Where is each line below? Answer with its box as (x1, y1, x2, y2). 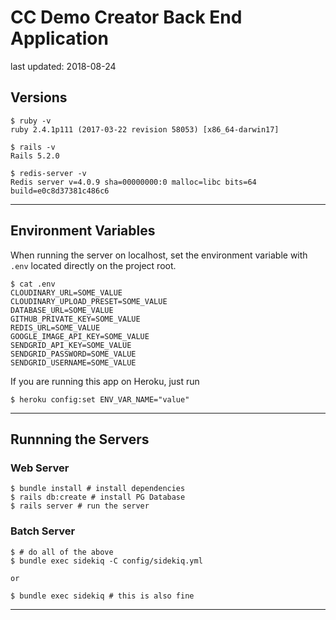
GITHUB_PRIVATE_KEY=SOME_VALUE (10, 314, 141, 324)
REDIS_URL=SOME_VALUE (10, 322, 101, 333)
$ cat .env (10, 279, 56, 289)
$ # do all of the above (10, 547, 114, 557)
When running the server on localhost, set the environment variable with (10, 249, 308, 261)
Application (10, 27, 109, 50)
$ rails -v (10, 142, 56, 152)
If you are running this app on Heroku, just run (10, 375, 200, 387)
